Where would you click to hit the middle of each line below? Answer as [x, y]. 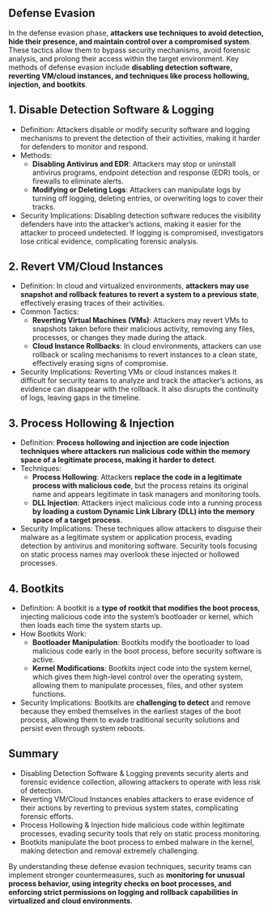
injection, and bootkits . [48, 84]
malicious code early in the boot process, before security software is [147, 651]
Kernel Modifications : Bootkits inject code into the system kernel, [142, 668]
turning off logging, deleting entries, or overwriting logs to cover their [148, 198]
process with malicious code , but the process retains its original [140, 486]
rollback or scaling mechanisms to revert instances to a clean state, [144, 354]
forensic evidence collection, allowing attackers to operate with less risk [140, 782]
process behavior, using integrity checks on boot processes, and [120, 883]
